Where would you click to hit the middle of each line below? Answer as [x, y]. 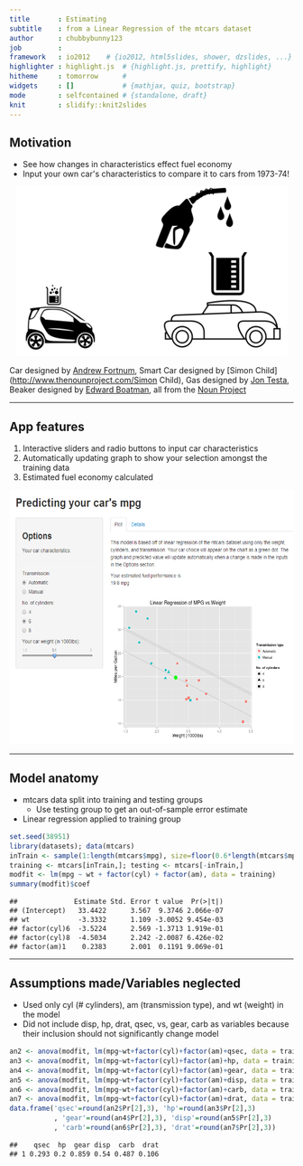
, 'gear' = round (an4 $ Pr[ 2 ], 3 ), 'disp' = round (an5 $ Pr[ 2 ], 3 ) [163, 1118]
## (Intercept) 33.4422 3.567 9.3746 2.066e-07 [116, 911]
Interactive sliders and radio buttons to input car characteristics [140, 448]
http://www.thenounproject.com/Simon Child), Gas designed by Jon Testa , [151, 381]
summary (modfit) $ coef [50, 884]
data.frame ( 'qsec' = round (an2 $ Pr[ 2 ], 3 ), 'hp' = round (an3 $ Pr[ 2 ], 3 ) [133, 1109]
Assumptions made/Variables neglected [125, 983]
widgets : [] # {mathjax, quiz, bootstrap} [123, 86]
